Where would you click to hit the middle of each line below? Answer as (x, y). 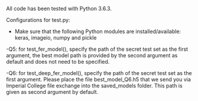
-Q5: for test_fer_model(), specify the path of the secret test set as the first (97, 49)
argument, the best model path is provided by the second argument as (92, 55)
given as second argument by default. (52, 92)
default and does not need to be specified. (58, 62)
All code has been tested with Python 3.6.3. (59, 9)
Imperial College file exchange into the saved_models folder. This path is (94, 86)
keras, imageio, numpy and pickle (56, 38)
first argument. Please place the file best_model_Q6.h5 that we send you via (98, 79)
